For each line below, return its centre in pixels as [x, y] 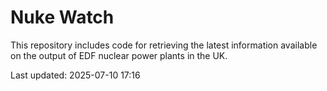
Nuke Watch [62, 17]
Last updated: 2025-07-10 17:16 [75, 75]
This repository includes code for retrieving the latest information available [164, 45]
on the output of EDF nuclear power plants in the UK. [119, 55]
